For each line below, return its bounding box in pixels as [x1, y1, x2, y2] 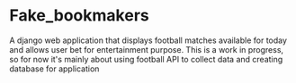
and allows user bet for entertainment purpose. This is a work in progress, [9, 44, 284, 54]
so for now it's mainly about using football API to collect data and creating [9, 54, 283, 64]
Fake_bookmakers [9, 5, 150, 26]
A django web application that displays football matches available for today [9, 35, 288, 46]
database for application [9, 63, 100, 74]
